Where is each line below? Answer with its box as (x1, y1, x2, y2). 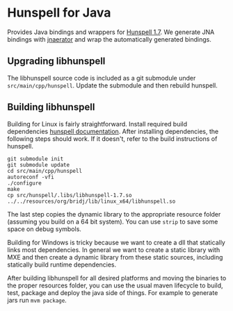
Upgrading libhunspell (7, 56, 106, 67)
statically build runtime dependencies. (7, 260, 117, 269)
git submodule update (7, 161, 70, 168)
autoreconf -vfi (7, 174, 54, 180)
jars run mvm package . (7, 296, 67, 304)
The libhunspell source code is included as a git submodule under (7, 74, 196, 82)
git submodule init (7, 155, 64, 162)
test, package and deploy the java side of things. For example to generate (7, 288, 218, 296)
